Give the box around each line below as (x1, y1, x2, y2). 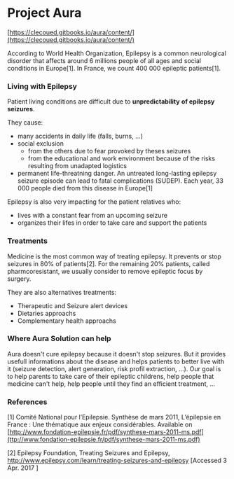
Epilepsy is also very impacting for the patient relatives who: (7, 197, 181, 206)
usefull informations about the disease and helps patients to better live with (7, 357, 225, 366)
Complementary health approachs (17, 317, 117, 325)
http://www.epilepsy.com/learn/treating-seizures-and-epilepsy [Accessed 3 (7, 457, 228, 465)
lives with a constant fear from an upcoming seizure (17, 211, 168, 220)
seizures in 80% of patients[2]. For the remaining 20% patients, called (7, 259, 210, 268)
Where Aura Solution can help (7, 334, 111, 344)
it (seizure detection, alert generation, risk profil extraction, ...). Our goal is (7, 364, 221, 373)
